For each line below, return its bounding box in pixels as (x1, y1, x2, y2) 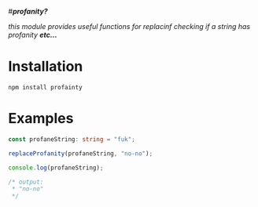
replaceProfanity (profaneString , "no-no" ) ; (8, 149, 153, 158)
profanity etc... (8, 31, 57, 39)
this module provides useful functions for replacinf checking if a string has (8, 22, 250, 31)
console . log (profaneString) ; (8, 164, 104, 172)
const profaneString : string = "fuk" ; (8, 135, 135, 143)
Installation (8, 58, 83, 75)
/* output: (8, 178, 44, 186)
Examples (8, 110, 74, 128)
